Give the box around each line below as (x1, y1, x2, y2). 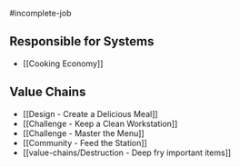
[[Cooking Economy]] (22, 58, 104, 69)
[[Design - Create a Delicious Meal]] (22, 108, 158, 119)
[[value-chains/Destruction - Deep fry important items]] (22, 147, 232, 158)
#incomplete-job (9, 8, 72, 18)
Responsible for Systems (9, 34, 155, 49)
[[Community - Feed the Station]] (22, 137, 147, 148)
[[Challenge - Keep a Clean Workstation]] (22, 118, 178, 129)
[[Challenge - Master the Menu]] (22, 127, 145, 139)
